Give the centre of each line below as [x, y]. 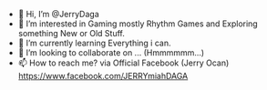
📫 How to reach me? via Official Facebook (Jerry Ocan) [123, 63]
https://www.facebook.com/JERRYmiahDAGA [103, 76]
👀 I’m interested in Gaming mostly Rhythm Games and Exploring [138, 24]
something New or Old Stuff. [72, 33]
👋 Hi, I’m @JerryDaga [59, 14]
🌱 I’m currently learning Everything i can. [94, 43]
